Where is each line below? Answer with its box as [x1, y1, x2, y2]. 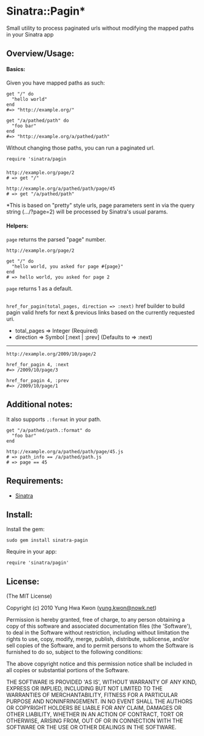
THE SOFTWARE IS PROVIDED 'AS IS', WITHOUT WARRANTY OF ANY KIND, [6, 678, 197, 686]
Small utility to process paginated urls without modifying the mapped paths [6, 24, 194, 32]
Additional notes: [6, 400, 73, 410]
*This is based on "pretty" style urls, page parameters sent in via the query [6, 202, 195, 209]
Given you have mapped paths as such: [6, 79, 105, 86]
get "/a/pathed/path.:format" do [6, 427, 91, 433]
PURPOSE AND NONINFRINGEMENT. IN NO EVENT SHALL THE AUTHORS [6, 698, 193, 705]
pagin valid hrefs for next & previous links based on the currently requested [6, 309, 195, 316]
